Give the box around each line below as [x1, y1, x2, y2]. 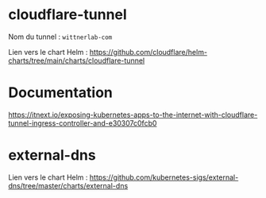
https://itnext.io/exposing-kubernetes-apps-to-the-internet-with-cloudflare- [8, 110, 258, 119]
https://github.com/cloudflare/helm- [89, 47, 208, 56]
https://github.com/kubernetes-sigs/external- [89, 173, 239, 182]
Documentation [8, 83, 114, 102]
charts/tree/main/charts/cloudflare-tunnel [8, 56, 145, 65]
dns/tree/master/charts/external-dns [8, 181, 129, 190]
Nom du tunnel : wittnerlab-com [8, 32, 113, 41]
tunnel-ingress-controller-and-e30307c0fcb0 [8, 118, 157, 128]
